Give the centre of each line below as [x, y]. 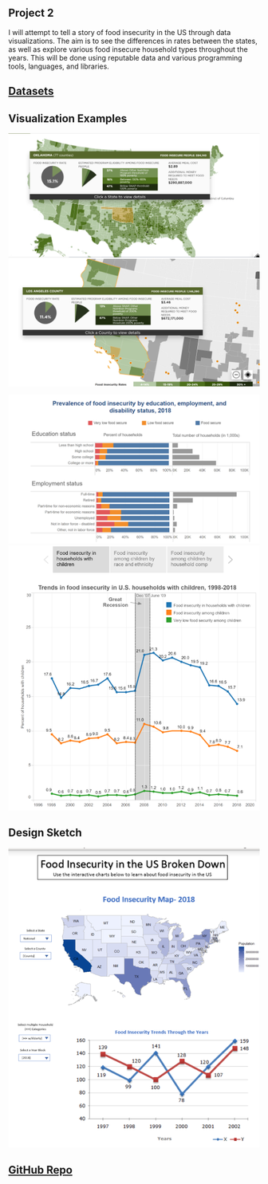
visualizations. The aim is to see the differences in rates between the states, [133, 41]
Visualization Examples [68, 118]
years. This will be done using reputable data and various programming [125, 57]
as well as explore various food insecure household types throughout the [128, 49]
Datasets [31, 91]
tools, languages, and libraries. [59, 66]
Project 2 [31, 13]
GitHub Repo [41, 1170]
